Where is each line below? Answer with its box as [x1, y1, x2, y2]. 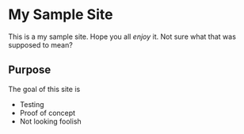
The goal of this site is [8, 84, 81, 94]
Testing [19, 99, 45, 109]
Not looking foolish [19, 117, 82, 126]
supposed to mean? [8, 40, 73, 49]
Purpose [8, 63, 51, 77]
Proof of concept [19, 108, 76, 117]
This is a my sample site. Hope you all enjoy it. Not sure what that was [8, 32, 236, 41]
